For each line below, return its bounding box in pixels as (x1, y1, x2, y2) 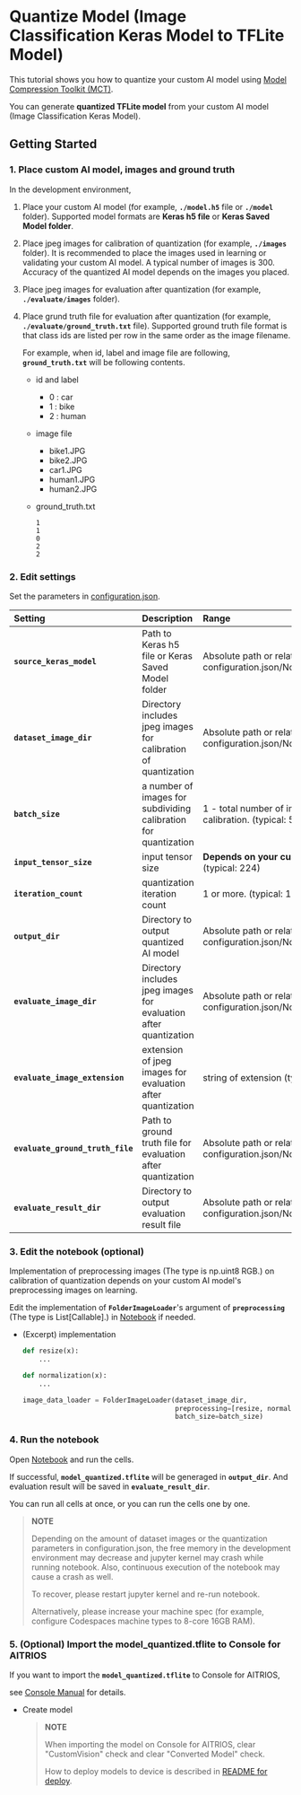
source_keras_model (13, 656, 97, 666)
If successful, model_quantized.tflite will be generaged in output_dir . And (9, 1471, 288, 1482)
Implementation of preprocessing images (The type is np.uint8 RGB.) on (9, 1265, 275, 1276)
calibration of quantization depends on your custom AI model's (9, 1275, 242, 1286)
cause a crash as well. (30, 1571, 114, 1581)
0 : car (48, 391, 73, 402)
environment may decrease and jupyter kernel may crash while (30, 1552, 264, 1563)
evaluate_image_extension (13, 1073, 125, 1082)
